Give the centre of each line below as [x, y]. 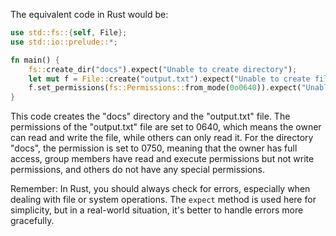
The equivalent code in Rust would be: [89, 14]
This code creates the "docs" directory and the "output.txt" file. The [150, 116]
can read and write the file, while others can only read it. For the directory [162, 138]
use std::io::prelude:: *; [64, 42]
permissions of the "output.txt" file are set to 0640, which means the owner [166, 127]
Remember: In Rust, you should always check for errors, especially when [160, 189]
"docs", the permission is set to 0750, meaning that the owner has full [154, 148]
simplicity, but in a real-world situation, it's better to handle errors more [157, 210]
